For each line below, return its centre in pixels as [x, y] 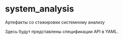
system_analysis [39, 9]
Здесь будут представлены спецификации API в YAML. [62, 31]
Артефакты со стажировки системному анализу [55, 22]
